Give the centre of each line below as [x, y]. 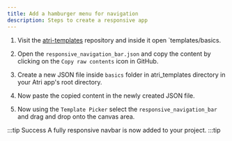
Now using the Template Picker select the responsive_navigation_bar [117, 109]
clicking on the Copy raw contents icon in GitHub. [88, 61]
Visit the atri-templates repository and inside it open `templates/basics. [119, 40]
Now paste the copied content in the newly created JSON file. [106, 96]
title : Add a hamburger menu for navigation [73, 14]
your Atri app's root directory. [60, 82]
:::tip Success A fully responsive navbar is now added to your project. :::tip [114, 130]
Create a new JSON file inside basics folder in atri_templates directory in [121, 75]
